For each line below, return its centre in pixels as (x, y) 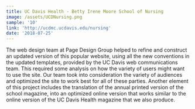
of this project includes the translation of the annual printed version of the (95, 87)
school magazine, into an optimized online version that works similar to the (96, 94)
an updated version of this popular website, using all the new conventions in (98, 56)
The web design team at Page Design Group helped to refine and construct (97, 50)
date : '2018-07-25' (30, 33)
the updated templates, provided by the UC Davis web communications (92, 63)
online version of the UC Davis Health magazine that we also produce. (91, 100)
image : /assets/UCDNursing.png (44, 17)
